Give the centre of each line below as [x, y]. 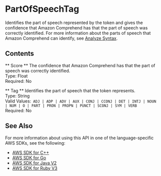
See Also [19, 126]
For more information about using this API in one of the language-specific [79, 138]
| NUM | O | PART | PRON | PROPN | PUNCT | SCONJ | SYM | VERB [71, 106]
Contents [20, 54]
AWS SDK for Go [29, 157]
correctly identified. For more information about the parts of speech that [78, 33]
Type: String [17, 96]
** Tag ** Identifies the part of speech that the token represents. [70, 90]
